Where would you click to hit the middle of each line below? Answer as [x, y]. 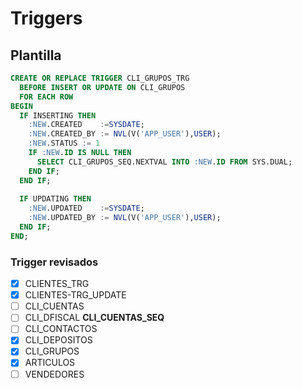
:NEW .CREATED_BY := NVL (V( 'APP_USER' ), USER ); [125, 134]
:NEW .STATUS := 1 [64, 143]
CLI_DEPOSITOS [58, 340]
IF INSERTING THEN [58, 115]
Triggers [46, 18]
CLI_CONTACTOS [61, 329]
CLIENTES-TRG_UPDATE [75, 295]
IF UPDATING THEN [55, 199]
